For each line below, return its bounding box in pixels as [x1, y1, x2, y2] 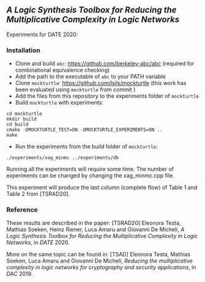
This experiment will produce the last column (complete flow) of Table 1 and [6, 184, 198, 191]
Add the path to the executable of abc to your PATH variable [15, 73, 166, 80]
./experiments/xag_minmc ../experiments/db [6, 155, 119, 161]
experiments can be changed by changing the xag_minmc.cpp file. [6, 172, 174, 179]
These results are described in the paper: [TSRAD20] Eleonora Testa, [6, 220, 181, 227]
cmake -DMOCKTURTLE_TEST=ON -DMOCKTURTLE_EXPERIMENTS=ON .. [6, 127, 163, 133]
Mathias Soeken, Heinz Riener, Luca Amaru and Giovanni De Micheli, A [6, 226, 185, 233]
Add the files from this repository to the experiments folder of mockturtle [15, 92, 199, 100]
